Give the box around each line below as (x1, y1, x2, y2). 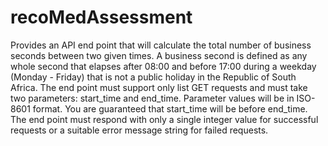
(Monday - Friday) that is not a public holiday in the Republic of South (10, 71, 297, 83)
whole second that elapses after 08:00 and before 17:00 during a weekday (10, 60, 317, 72)
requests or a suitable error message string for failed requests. (10, 124, 269, 136)
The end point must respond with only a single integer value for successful (10, 113, 319, 125)
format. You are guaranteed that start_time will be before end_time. (32, 102, 308, 115)
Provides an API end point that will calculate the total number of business (10, 39, 312, 51)
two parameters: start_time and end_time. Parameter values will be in (10, 92, 295, 104)
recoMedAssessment (10, 6, 193, 29)
